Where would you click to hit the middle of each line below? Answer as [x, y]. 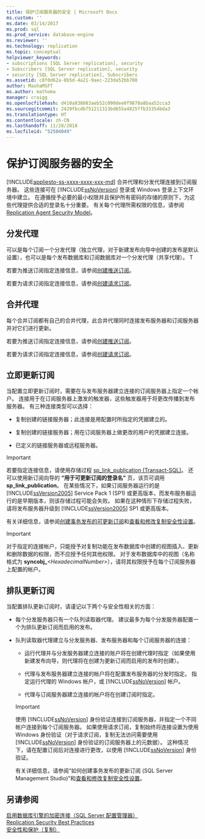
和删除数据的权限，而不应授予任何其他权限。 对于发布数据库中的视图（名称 [101, 554]
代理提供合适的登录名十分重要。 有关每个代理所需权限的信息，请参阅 [98, 205]
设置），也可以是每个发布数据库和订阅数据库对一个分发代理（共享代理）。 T [100, 257]
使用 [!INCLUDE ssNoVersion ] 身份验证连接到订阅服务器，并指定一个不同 [106, 720]
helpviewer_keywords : [34, 58]
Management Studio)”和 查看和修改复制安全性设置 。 [80, 778]
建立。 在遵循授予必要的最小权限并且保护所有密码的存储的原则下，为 [103, 197]
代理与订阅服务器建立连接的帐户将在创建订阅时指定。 [91, 694]
